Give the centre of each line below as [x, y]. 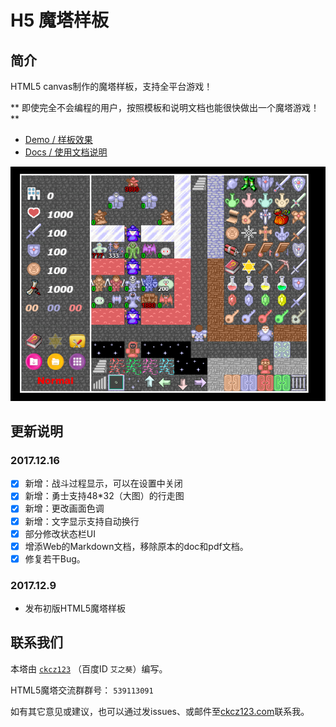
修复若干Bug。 [55, 558]
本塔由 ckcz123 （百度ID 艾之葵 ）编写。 [89, 668]
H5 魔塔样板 [59, 20]
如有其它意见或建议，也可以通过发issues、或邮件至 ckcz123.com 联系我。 [160, 711]
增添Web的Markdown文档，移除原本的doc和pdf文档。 [136, 546]
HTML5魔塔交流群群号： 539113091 [82, 690]
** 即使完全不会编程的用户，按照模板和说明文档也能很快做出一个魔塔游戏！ [165, 107]
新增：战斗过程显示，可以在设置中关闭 [103, 483]
